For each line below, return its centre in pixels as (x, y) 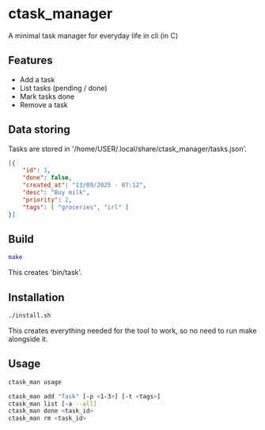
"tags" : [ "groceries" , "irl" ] (76, 207)
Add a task (37, 79)
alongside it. (28, 339)
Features (30, 60)
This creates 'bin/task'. (45, 273)
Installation (36, 297)
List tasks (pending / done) (64, 88)
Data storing (40, 130)
